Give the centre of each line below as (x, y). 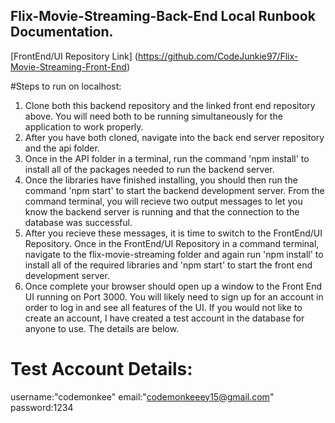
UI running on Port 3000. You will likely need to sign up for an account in (174, 296)
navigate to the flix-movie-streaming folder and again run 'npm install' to (174, 254)
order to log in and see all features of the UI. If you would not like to (163, 307)
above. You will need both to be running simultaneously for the (153, 116)
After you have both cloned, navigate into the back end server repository (174, 137)
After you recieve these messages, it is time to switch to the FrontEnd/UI (173, 233)
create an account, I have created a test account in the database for (164, 318)
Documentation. (62, 32)
